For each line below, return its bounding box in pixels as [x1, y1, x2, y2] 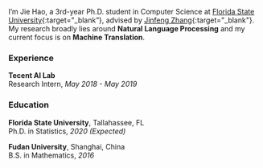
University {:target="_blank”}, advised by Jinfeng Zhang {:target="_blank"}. [8, 15, 255, 25]
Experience [8, 52, 54, 64]
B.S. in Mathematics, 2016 [8, 150, 95, 160]
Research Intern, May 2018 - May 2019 [8, 80, 138, 89]
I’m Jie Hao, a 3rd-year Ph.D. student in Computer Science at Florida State [8, 7, 255, 16]
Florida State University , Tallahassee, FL [8, 117, 145, 127]
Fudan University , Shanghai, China [8, 141, 125, 151]
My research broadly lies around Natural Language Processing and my [8, 24, 245, 33]
